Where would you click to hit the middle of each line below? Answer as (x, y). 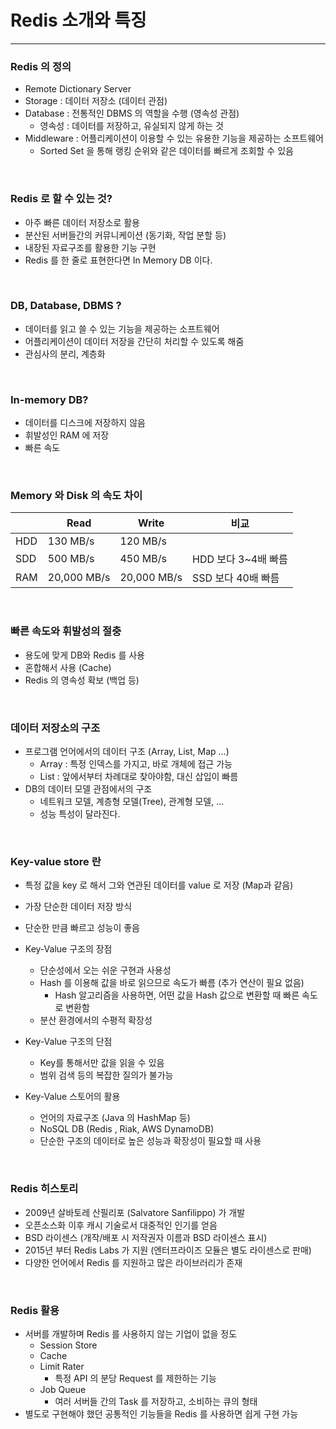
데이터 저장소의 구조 (55, 728)
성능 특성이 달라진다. (80, 814)
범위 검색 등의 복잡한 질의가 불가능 (106, 1075)
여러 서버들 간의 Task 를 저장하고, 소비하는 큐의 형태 (156, 1401)
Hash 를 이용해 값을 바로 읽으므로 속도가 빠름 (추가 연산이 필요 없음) (172, 983)
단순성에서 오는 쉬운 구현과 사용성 (105, 970)
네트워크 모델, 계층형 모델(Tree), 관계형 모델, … (132, 802)
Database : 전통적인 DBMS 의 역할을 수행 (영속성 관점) (132, 113)
